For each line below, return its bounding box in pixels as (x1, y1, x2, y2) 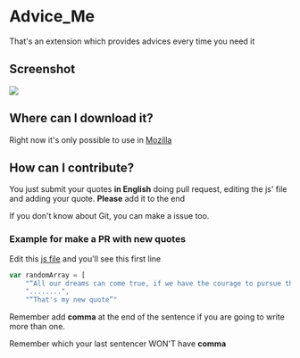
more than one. (9, 321, 65, 332)
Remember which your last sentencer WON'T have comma (9, 338, 227, 349)
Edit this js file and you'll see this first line (9, 253, 162, 264)
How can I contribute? (9, 160, 135, 175)
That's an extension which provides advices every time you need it (9, 36, 255, 46)
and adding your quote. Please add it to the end (9, 194, 186, 204)
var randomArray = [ (9, 271, 87, 279)
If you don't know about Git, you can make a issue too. (9, 211, 210, 221)
